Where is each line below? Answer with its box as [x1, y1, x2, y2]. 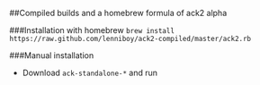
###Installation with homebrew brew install [9, 25, 175, 35]
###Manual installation [9, 50, 94, 61]
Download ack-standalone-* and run [22, 67, 158, 78]
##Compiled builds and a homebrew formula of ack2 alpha [9, 8, 228, 18]
